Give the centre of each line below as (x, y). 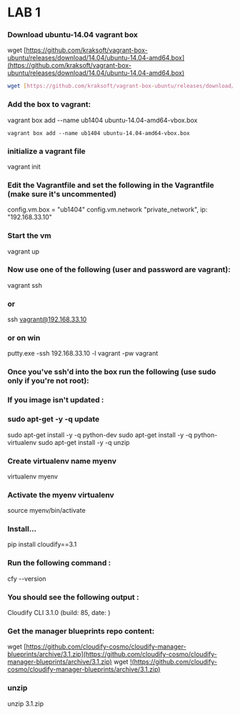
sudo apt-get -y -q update (54, 419)
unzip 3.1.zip (26, 704)
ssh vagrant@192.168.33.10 (47, 319)
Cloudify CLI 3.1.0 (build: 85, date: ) (59, 613)
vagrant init (24, 166)
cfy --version (27, 579)
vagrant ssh (25, 285)
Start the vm (29, 236)
